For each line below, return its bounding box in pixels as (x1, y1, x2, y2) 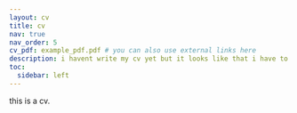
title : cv (9, 21, 46, 30)
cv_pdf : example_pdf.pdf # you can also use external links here (9, 46, 256, 55)
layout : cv (9, 12, 50, 22)
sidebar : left (17, 71, 69, 80)
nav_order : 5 (9, 37, 58, 47)
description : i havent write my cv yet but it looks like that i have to (9, 54, 289, 63)
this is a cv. (9, 95, 51, 106)
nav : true (9, 29, 46, 38)
